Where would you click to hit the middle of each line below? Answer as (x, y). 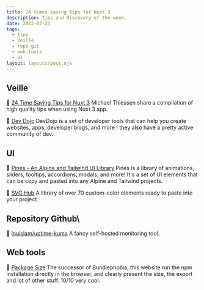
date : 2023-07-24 (28, 23)
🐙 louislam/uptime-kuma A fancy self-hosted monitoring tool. (83, 233)
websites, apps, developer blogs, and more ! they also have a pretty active (100, 128)
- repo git (26, 46)
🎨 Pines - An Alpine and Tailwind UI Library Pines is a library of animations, (100, 168)
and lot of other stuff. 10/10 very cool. (53, 280)
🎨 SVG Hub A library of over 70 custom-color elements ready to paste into (100, 193)
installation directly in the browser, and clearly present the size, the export (100, 273)
